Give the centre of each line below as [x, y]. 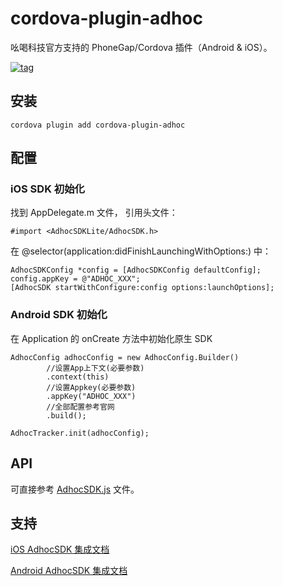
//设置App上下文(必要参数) [95, 368]
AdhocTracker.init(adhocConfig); [80, 433]
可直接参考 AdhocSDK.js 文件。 [75, 489]
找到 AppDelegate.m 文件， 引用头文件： [94, 213]
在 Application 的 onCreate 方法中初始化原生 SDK [111, 338]
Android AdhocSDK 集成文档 [69, 571]
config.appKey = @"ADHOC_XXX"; [75, 279]
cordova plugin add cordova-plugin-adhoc [98, 125]
